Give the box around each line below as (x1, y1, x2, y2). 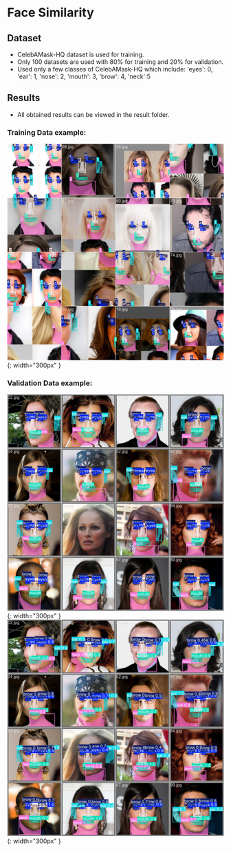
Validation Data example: (7, 378, 93, 388)
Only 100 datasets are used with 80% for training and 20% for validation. (16, 58, 224, 66)
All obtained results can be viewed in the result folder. (16, 110, 170, 118)
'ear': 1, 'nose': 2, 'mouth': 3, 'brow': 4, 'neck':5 (16, 72, 151, 80)
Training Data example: (7, 127, 87, 137)
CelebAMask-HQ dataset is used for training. (16, 50, 144, 58)
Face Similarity (7, 5, 94, 21)
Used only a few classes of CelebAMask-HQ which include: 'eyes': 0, (16, 65, 213, 73)
